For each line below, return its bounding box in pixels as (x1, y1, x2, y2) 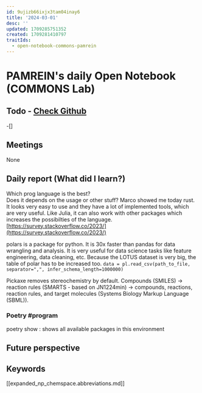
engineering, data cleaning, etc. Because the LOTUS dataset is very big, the (6, 253, 197, 260)
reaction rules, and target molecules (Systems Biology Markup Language (6, 290, 189, 297)
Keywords (6, 363, 46, 374)
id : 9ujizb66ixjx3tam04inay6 (6, 9, 80, 15)
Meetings (6, 140, 44, 150)
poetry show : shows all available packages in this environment (6, 325, 165, 332)
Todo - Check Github (6, 106, 87, 116)
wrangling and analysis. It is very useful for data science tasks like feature (6, 247, 192, 254)
